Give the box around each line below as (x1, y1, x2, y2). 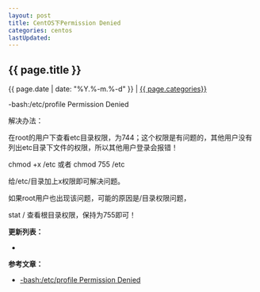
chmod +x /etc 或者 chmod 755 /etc (8, 159, 125, 169)
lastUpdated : (8, 33, 52, 42)
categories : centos (8, 26, 73, 34)
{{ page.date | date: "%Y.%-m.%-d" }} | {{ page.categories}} (8, 84, 208, 94)
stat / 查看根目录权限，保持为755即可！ (8, 210, 136, 220)
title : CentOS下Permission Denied (8, 19, 121, 27)
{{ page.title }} (8, 63, 82, 76)
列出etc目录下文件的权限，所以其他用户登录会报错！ (8, 143, 178, 152)
